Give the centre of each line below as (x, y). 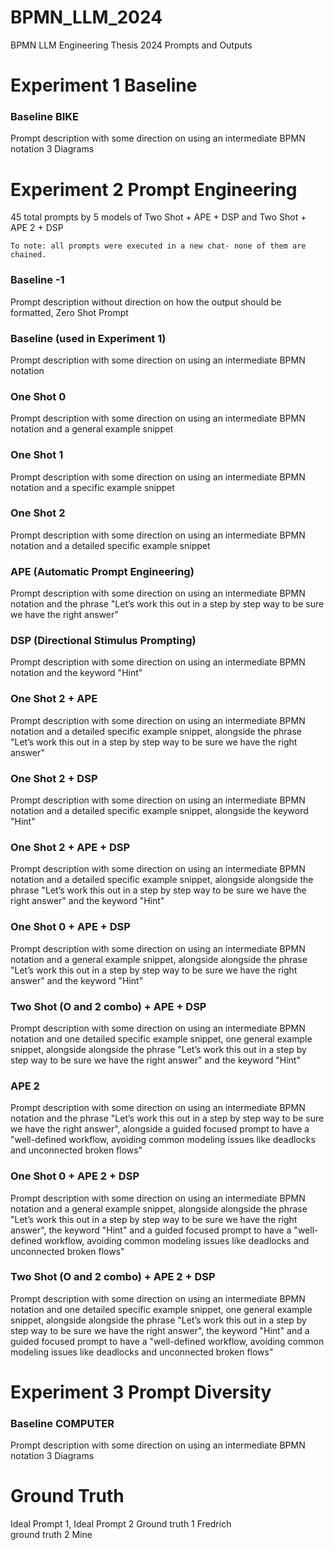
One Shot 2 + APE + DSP (70, 847)
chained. (28, 255)
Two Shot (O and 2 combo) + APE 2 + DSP (113, 1277)
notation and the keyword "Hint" (76, 673)
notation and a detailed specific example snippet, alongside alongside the (162, 880)
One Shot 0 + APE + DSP (70, 927)
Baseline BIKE (45, 117)
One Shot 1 (37, 455)
